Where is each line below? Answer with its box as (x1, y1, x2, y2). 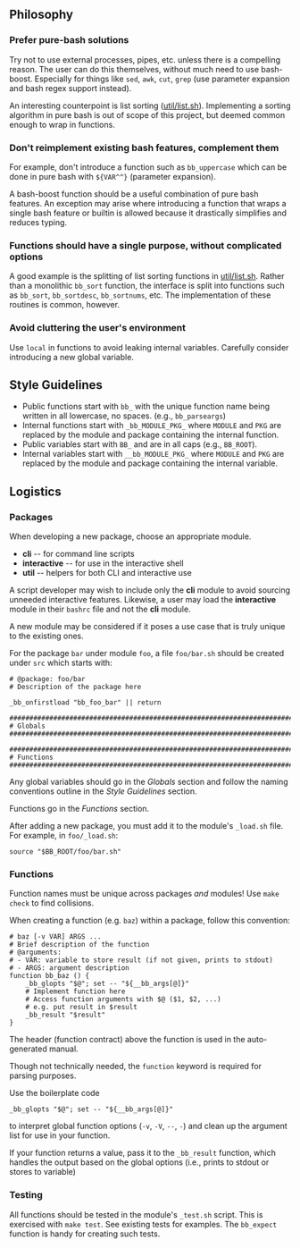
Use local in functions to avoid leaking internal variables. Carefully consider (9, 342, 289, 352)
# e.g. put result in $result (25, 1003, 138, 1012)
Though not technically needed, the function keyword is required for (9, 1061, 262, 1072)
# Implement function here (25, 987, 126, 996)
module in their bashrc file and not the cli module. (9, 603, 191, 615)
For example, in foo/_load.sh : (9, 831, 119, 841)
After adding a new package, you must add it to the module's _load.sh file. (9, 821, 284, 831)
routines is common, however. (9, 299, 121, 310)
